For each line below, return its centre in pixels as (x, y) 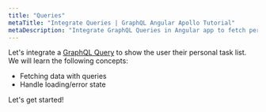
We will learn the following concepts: (68, 61)
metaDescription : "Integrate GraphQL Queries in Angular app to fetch (127, 30)
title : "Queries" (37, 15)
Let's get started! (36, 100)
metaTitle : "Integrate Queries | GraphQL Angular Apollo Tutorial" (122, 23)
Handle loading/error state (63, 84)
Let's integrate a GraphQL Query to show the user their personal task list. (127, 53)
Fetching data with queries (63, 77)
